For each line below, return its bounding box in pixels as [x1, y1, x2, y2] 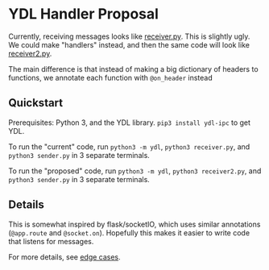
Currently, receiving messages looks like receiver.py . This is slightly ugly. [8, 31, 250, 41]
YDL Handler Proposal [8, 5, 159, 23]
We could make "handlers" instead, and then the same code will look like [8, 39, 250, 49]
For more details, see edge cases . [8, 251, 121, 262]
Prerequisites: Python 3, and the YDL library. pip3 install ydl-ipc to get [8, 118, 251, 127]
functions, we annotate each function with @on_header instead [8, 73, 213, 82]
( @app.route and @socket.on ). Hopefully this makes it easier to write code [8, 227, 250, 238]
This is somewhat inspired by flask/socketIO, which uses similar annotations [8, 219, 261, 229]
